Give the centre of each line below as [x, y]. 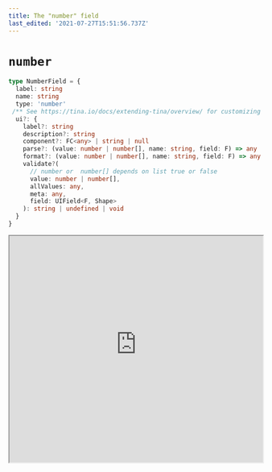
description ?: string [59, 134]
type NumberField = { [45, 81]
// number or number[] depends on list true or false [124, 171]
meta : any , [48, 194]
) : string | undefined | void [74, 209]
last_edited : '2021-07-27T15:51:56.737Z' [79, 23]
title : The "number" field [54, 16]
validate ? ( [41, 164]
